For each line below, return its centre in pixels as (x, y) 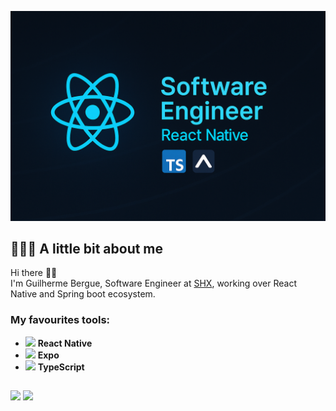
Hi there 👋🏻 (34, 273)
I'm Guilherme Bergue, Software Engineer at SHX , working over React (153, 283)
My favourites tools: (60, 320)
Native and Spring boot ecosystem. (83, 294)
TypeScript (61, 367)
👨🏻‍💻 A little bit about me (87, 249)
